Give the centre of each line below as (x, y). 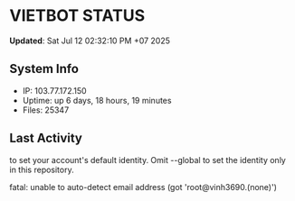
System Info (44, 69)
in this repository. (42, 169)
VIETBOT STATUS (77, 16)
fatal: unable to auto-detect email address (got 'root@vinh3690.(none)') (143, 187)
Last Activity (46, 138)
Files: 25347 (46, 110)
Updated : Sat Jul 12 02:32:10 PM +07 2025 (90, 41)
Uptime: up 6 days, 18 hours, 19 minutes (97, 100)
